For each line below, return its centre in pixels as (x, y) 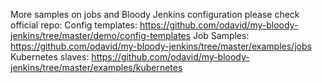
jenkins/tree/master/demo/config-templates (100, 35)
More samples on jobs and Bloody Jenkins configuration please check (155, 14)
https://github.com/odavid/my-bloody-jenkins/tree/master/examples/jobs (161, 46)
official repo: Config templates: (74, 25)
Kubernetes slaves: (50, 57)
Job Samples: (221, 35)
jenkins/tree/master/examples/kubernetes (96, 67)
